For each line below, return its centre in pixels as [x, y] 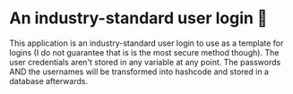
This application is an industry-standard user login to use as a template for [146, 43]
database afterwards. [48, 81]
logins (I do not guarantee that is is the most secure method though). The [144, 52]
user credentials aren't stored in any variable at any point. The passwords [145, 62]
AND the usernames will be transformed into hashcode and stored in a [139, 72]
